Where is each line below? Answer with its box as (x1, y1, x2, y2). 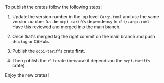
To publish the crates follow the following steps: (5, 4, 102, 10)
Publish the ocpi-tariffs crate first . (12, 48, 85, 54)
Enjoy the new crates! (5, 72, 49, 78)
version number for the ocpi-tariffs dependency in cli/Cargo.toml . (12, 19, 151, 24)
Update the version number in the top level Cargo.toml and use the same (12, 14, 159, 19)
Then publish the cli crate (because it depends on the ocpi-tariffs (12, 58, 150, 63)
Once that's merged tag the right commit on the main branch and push (12, 34, 156, 39)
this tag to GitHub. (12, 39, 49, 44)
